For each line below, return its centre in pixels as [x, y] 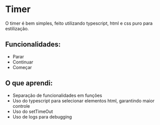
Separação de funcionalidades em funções [57, 95]
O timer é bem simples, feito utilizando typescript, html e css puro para [79, 23]
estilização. [17, 28]
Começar [22, 67]
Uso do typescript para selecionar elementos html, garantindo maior [84, 101]
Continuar [23, 62]
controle [21, 106]
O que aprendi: [29, 83]
